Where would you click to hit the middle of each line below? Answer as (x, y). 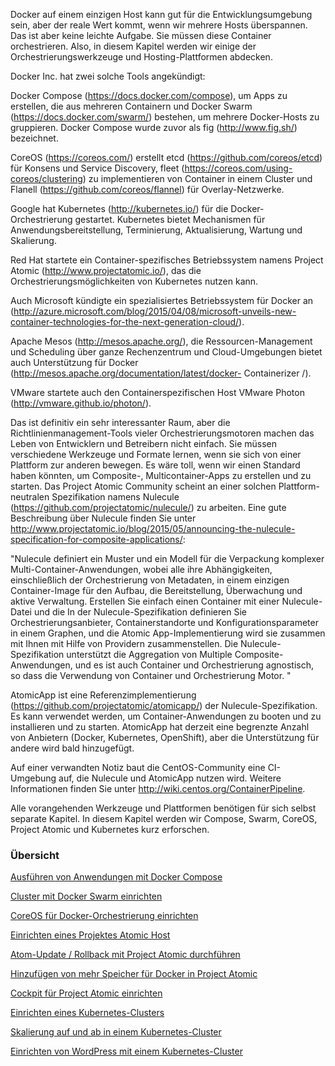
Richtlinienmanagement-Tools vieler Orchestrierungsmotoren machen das (162, 433)
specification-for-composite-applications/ (96, 539)
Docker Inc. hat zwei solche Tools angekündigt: (108, 76)
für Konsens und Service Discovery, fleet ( (97, 168)
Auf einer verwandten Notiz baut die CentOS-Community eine (138, 767)
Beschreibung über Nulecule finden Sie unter (103, 518)
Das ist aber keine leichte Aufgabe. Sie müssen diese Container (141, 35)
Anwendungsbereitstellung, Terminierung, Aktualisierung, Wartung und (156, 230)
